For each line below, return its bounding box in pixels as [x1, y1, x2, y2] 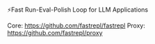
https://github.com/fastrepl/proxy [7, 29, 103, 36]
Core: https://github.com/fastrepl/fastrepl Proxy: [7, 21, 146, 30]
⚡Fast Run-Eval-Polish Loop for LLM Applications [7, 5, 148, 14]
